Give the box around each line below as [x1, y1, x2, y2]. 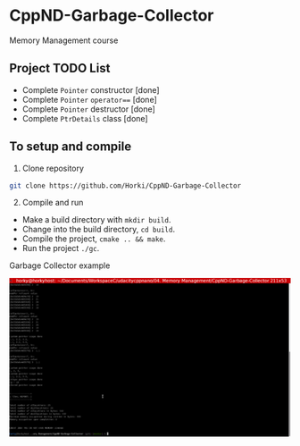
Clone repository [21, 163, 85, 173]
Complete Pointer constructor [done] [21, 84, 160, 95]
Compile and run [21, 198, 84, 208]
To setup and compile [9, 139, 132, 155]
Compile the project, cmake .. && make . [21, 233, 166, 244]
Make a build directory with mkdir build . [21, 215, 171, 225]
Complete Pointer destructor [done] [21, 104, 156, 114]
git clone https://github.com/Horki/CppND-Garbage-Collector [9, 181, 242, 190]
